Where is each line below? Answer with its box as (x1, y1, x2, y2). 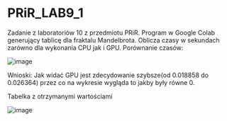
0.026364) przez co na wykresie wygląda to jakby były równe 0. (7, 78, 195, 86)
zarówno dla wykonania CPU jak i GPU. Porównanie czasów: (7, 43, 184, 52)
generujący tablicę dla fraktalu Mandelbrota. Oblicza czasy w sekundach (7, 35, 220, 44)
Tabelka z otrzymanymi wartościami (7, 92, 113, 100)
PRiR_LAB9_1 (7, 5, 84, 21)
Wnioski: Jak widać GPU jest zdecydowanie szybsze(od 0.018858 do (7, 71, 209, 79)
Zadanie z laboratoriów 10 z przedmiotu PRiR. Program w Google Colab (7, 28, 215, 37)
